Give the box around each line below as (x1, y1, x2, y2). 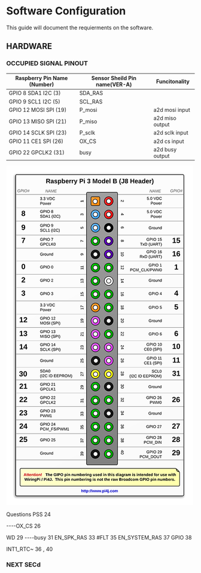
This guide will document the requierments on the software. (6, 24, 154, 31)
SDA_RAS (79, 90, 103, 97)
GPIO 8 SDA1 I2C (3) (8, 90, 61, 97)
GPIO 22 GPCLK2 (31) (8, 149, 65, 156)
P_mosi (79, 106, 98, 113)
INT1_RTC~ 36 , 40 (6, 545, 53, 553)
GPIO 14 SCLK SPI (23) (8, 129, 67, 136)
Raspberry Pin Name (15, 75, 68, 82)
